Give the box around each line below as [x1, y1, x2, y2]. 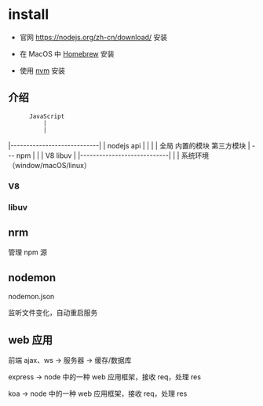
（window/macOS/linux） [8, 160, 92, 170]
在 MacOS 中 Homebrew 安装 [19, 49, 115, 58]
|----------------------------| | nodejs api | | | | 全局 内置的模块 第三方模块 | [8, 141, 250, 150]
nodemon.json [8, 292, 55, 302]
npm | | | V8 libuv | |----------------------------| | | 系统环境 [16, 151, 210, 160]
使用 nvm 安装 [19, 65, 65, 75]
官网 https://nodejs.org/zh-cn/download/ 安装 [19, 32, 168, 42]
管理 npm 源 [8, 247, 47, 257]
